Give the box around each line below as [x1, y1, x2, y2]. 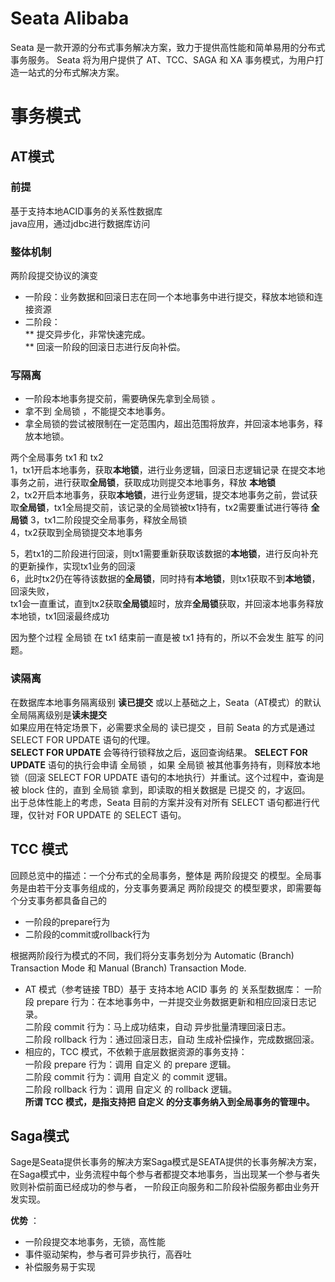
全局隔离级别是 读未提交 [10, 708, 107, 721]
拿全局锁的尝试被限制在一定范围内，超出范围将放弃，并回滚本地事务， [24, 418, 315, 430]
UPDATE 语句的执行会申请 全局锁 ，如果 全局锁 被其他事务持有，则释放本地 [10, 758, 321, 771]
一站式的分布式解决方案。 [18, 66, 125, 78]
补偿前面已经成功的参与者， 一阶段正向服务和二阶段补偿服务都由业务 [27, 1181, 311, 1193]
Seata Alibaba [10, 7, 130, 30]
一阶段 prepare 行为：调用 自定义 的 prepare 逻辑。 [24, 1058, 237, 1070]
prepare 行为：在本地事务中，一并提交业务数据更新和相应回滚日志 [36, 995, 308, 1007]
